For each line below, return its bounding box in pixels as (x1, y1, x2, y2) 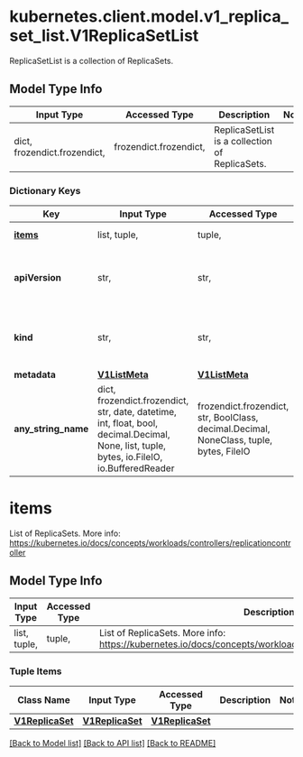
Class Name (17, 694, 70, 706)
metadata (14, 368, 56, 381)
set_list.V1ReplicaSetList (9, 25, 199, 46)
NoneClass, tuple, (197, 434, 273, 447)
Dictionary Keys (9, 184, 81, 197)
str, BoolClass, (197, 411, 259, 424)
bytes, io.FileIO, (97, 451, 163, 464)
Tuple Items (9, 665, 62, 678)
